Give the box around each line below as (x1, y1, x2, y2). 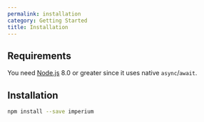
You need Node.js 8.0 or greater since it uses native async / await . (7, 69, 198, 77)
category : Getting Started (7, 17, 88, 24)
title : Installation (7, 23, 69, 30)
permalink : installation (7, 10, 81, 18)
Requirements (7, 50, 71, 62)
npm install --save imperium (7, 108, 94, 115)
